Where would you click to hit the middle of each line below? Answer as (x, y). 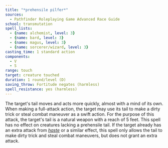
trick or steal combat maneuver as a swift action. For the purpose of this (80, 114)
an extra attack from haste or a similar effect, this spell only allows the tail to (84, 130)
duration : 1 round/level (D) (36, 80)
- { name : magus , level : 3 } (38, 43)
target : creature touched (32, 75)
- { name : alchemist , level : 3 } (42, 33)
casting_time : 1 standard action (40, 52)
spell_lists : (19, 29)
